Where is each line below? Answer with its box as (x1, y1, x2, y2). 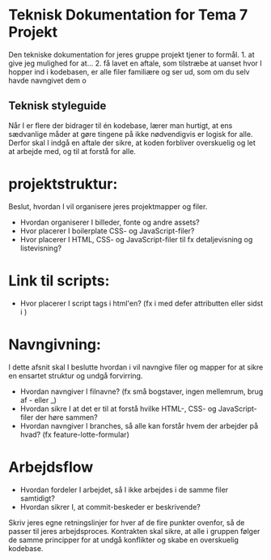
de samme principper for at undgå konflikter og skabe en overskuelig (8, 535, 239, 545)
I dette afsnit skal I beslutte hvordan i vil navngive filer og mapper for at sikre (8, 362, 264, 372)
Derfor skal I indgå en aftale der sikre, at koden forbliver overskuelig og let (8, 138, 256, 147)
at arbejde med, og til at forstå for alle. (8, 146, 136, 156)
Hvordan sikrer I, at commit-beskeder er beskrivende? (19, 502, 201, 511)
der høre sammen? (35, 412, 99, 422)
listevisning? (19, 243, 62, 253)
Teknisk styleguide (8, 99, 107, 113)
